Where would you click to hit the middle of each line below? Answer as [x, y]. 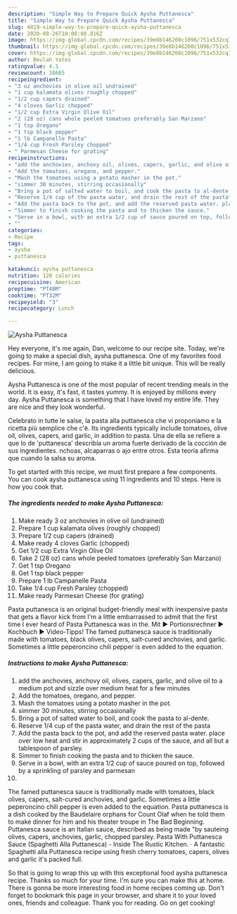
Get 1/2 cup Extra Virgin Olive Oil [65, 551]
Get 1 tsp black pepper [51, 573]
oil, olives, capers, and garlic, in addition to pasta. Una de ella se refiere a [114, 436]
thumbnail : [24, 47]
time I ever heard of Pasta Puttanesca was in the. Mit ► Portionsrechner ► [116, 624]
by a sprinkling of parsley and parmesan [77, 771]
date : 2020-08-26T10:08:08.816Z [55, 33]
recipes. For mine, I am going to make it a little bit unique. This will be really [117, 363]
